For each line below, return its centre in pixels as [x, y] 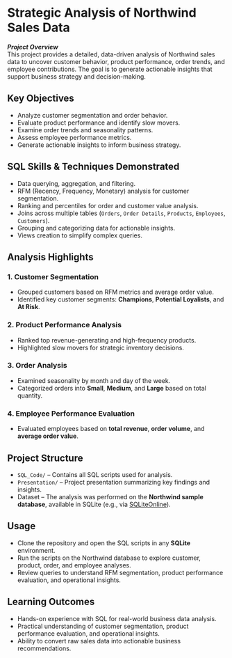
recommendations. [44, 648]
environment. [36, 550]
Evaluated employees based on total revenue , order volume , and [111, 429]
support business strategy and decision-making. [76, 76]
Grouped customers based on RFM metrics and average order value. [115, 292]
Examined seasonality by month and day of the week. [94, 380]
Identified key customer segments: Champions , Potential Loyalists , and [121, 299]
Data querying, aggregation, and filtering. [76, 183]
